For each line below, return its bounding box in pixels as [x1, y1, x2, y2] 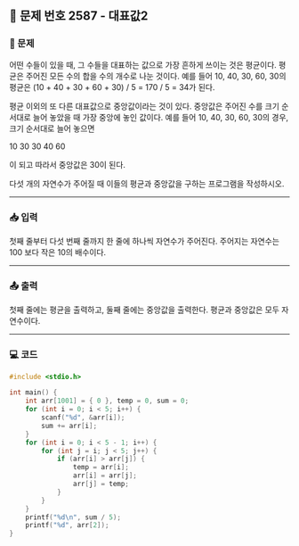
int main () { [9, 388, 58, 397]
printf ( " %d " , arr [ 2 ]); [25, 521, 109, 530]
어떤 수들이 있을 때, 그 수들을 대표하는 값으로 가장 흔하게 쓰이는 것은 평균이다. [9, 59, 278, 70]
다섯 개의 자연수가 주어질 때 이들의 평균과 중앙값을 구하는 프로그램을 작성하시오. [9, 178, 285, 189]
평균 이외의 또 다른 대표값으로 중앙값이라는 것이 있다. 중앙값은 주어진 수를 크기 [9, 101, 280, 112]
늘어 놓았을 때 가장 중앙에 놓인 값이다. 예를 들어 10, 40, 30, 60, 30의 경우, [32, 112, 289, 122]
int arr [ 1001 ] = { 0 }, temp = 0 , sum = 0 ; [25, 396, 190, 406]
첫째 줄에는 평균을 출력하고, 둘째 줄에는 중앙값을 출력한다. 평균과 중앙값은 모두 [9, 304, 280, 315]
